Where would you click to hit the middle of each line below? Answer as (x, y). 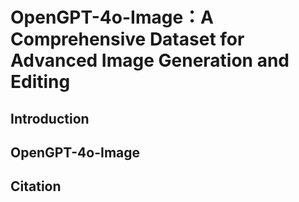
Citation (36, 186)
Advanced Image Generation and (150, 60)
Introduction (50, 118)
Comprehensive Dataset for (127, 39)
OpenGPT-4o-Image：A (112, 17)
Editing (40, 82)
